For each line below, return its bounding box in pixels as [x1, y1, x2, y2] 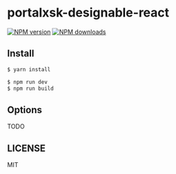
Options [7, 104, 43, 115]
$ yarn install [7, 66, 51, 73]
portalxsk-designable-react [7, 5, 170, 21]
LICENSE [7, 142, 46, 154]
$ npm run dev [7, 78, 48, 86]
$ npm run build [7, 85, 54, 92]
